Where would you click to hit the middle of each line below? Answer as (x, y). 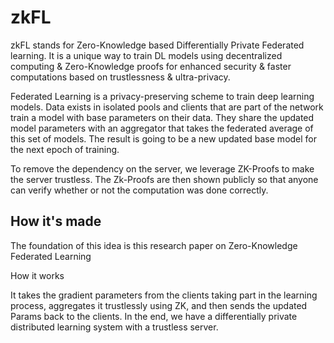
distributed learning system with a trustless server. (114, 327)
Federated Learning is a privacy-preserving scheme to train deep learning (162, 96)
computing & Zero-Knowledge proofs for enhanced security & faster (151, 66)
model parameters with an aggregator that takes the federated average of (162, 128)
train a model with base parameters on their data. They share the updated (162, 117)
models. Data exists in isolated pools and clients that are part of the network (167, 107)
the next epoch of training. (65, 149)
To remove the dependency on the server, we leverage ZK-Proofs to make (162, 168)
